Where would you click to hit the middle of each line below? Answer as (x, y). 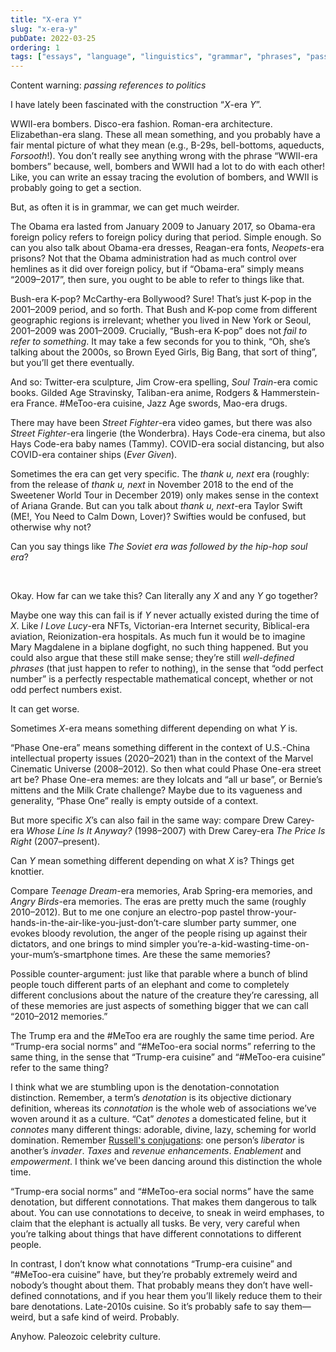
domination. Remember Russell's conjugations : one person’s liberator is (157, 1140)
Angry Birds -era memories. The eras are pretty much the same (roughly (158, 902)
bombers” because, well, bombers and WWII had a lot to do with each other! (168, 167)
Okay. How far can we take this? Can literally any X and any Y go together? (164, 596)
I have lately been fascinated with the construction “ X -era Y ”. (136, 105)
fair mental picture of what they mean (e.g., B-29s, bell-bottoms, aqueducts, (167, 145)
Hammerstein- (290, 393)
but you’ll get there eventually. (72, 363)
